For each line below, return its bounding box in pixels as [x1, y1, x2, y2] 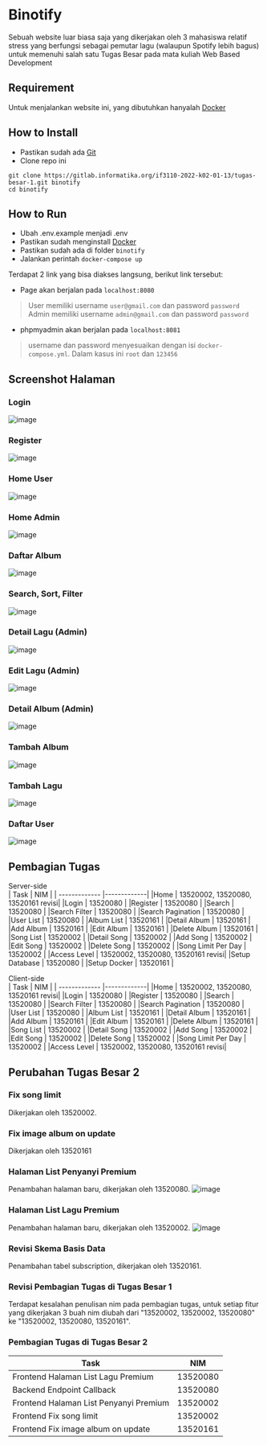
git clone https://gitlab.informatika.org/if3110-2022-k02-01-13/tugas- [8, 171, 257, 179]
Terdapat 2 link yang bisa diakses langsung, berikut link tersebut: [8, 269, 223, 279]
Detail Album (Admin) [8, 704, 94, 715]
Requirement [8, 81, 75, 95]
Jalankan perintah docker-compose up [19, 254, 143, 264]
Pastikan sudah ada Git [19, 147, 96, 157]
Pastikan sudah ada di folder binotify [19, 245, 145, 255]
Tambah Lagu [8, 780, 63, 791]
